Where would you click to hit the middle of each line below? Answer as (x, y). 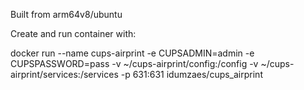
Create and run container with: (73, 33)
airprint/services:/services (64, 74)
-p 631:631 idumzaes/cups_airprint (191, 74)
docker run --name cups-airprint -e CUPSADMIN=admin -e (132, 53)
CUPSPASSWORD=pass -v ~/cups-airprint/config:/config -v (134, 63)
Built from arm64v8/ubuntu (66, 14)
